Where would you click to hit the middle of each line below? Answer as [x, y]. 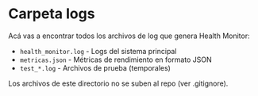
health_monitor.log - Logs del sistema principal [98, 51]
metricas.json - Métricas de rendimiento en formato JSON [116, 60]
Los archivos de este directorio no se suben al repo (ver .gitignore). [118, 83]
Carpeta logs [52, 14]
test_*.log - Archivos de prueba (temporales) [95, 67]
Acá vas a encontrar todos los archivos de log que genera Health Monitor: [129, 36]
